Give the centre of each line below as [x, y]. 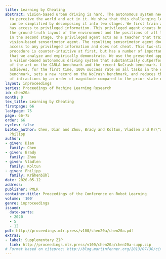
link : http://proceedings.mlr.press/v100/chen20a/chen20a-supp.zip [81, 245]
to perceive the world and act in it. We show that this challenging [83, 19]
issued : [13, 208]
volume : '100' [20, 199]
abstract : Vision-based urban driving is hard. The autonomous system [79, 14]
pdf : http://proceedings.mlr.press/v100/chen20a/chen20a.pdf [69, 231]
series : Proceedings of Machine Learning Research [58, 88]
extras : [13, 235]
